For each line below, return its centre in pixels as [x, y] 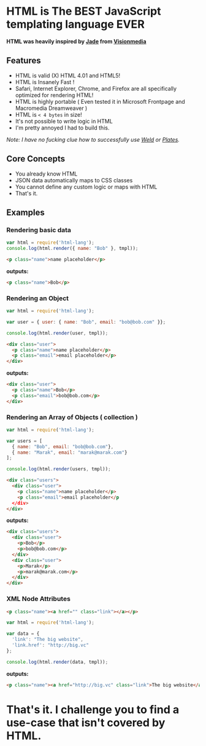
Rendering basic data [39, 230]
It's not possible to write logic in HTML [64, 121]
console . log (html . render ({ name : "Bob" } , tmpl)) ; [72, 249]
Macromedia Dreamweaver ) [51, 108]
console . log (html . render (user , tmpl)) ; [57, 333]
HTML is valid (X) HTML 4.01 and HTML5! [68, 76]
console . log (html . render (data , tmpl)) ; [57, 662]
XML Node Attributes [38, 599]
